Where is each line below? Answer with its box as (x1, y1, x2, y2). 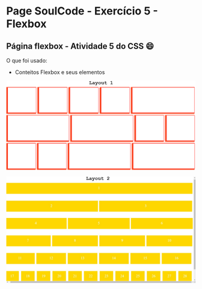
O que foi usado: (6, 57, 47, 64)
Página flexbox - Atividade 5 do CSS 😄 (6, 41, 155, 51)
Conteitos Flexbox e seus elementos (14, 69, 105, 76)
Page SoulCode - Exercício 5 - (6, 4, 158, 18)
